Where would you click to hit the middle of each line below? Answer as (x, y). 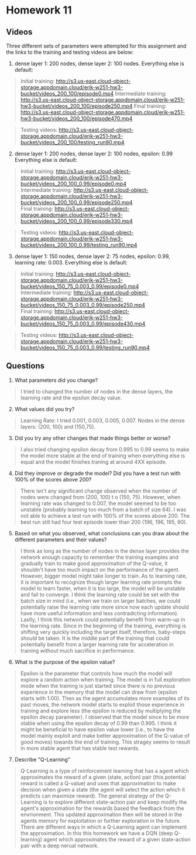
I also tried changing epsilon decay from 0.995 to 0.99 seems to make (105, 449)
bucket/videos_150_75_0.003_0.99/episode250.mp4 (82, 305)
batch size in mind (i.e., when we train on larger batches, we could (100, 600)
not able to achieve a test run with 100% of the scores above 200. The (105, 515)
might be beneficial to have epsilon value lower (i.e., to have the (97, 729)
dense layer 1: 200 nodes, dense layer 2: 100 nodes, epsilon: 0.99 (94, 154)
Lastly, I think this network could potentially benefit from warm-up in (103, 619)
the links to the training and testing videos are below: (70, 52)
